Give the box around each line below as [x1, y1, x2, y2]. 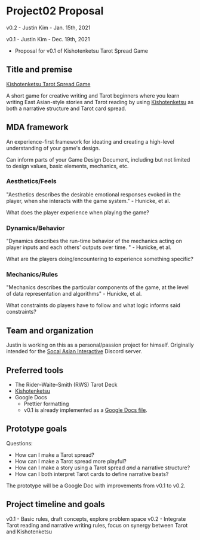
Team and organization [6, 325, 94, 336]
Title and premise [6, 65, 73, 75]
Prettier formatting [23, 400, 69, 408]
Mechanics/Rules [6, 271, 59, 279]
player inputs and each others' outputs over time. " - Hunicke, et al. [6, 244, 172, 251]
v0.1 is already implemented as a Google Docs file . [23, 406, 147, 414]
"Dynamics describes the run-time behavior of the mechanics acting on [6, 238, 182, 245]
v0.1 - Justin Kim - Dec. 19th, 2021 [6, 35, 90, 43]
